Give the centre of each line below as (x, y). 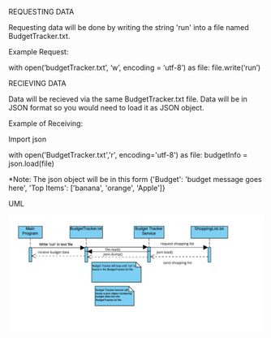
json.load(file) (32, 163)
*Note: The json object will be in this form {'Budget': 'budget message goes (135, 179)
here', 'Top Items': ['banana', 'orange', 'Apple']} (87, 188)
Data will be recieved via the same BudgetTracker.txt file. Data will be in (128, 99)
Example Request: (39, 52)
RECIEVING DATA (37, 83)
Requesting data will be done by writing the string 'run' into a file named (129, 27)
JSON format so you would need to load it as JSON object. (106, 108)
